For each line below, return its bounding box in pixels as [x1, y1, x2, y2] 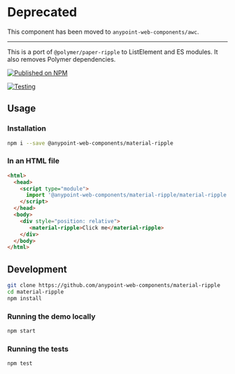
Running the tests [7, 344, 69, 354]
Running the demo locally [7, 312, 96, 321]
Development [7, 263, 68, 275]
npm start [7, 328, 36, 335]
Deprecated [7, 4, 78, 20]
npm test [7, 360, 33, 367]
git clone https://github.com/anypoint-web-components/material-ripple [7, 282, 220, 289]
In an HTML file [7, 156, 59, 166]
